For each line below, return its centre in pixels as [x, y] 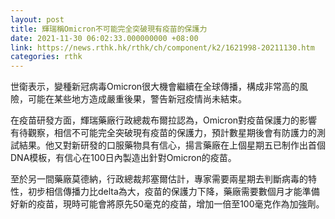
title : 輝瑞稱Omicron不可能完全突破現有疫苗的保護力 [109, 29]
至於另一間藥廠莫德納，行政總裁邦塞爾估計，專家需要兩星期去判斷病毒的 [159, 179]
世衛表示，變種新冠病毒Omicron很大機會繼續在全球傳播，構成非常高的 [155, 87]
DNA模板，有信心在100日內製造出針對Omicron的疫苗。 [123, 158]
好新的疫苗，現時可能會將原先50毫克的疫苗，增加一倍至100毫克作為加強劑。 [167, 204]
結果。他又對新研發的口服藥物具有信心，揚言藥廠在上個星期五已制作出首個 [172, 145]
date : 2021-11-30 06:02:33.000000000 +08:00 [104, 38]
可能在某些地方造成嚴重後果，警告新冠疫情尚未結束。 [137, 99]
